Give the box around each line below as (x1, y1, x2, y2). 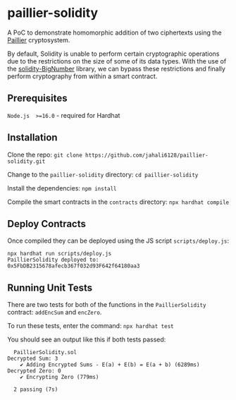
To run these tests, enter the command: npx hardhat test (7, 322, 174, 330)
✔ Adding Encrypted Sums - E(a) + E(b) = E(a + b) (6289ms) (20, 361, 200, 368)
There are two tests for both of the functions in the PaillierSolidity (7, 301, 206, 309)
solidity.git (7, 157, 46, 165)
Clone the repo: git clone (7, 150, 82, 159)
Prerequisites (7, 92, 68, 104)
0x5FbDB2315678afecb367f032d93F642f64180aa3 (7, 262, 140, 269)
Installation (7, 132, 58, 144)
